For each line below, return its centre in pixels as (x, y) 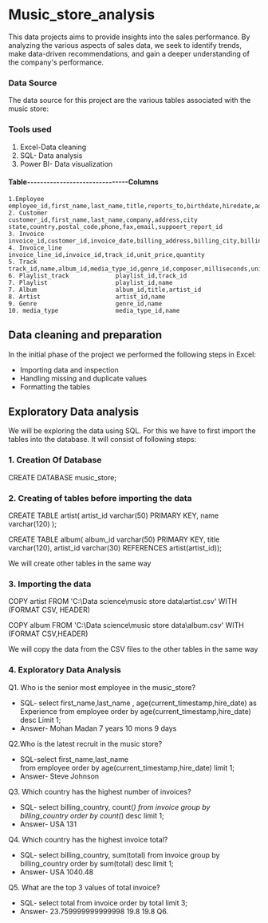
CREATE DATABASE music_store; (63, 477)
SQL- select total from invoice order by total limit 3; (104, 902)
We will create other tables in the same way (80, 563)
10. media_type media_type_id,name (94, 310)
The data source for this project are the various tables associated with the (130, 101)
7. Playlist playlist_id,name (91, 282)
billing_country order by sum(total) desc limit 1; (97, 863)
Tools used (30, 129)
